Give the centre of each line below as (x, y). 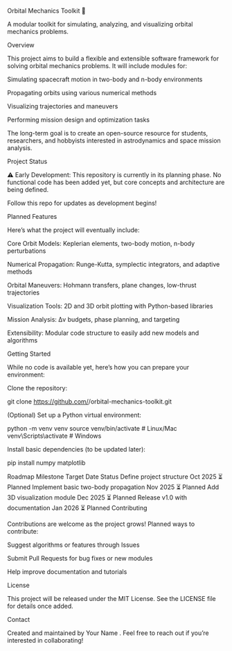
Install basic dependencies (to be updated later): (76, 449)
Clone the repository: (37, 388)
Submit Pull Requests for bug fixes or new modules (80, 558)
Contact (18, 619)
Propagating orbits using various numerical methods (82, 93)
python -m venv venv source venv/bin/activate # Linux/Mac (92, 428)
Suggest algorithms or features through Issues (73, 545)
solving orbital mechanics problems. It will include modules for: (97, 66)
